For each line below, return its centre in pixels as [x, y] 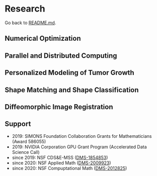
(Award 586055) [29, 141]
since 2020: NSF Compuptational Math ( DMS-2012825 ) [69, 168]
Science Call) [26, 152]
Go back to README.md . [30, 23]
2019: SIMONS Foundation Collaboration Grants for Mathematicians [82, 136]
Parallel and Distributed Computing [61, 56]
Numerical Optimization [43, 38]
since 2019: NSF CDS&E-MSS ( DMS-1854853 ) [60, 157]
